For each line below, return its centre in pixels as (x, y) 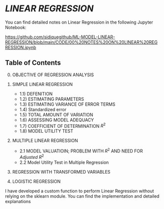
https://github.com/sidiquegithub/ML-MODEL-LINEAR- (60, 37)
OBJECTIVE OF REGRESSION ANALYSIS (53, 75)
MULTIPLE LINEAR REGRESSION (45, 141)
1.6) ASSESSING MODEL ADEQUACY (57, 120)
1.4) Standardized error (43, 109)
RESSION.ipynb (21, 47)
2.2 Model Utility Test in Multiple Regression (64, 162)
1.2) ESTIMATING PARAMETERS (52, 99)
